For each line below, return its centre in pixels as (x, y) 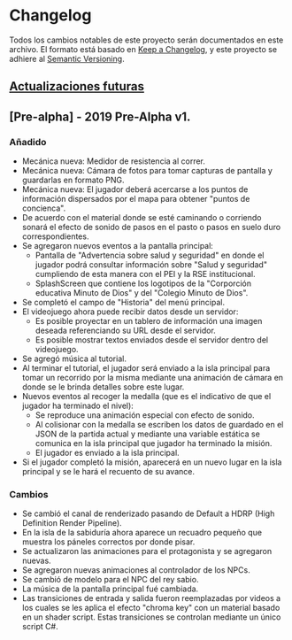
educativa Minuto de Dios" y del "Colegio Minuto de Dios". (142, 293)
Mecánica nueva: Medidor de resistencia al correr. (114, 161)
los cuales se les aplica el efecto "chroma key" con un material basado (151, 608)
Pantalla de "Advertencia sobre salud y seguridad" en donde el (150, 255)
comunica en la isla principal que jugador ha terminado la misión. (154, 443)
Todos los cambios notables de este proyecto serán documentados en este (146, 40)
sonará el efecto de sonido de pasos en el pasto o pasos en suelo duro (151, 227)
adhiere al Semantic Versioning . (67, 58)
